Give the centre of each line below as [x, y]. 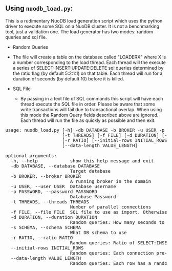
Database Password [93, 196]
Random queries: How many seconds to [117, 222]
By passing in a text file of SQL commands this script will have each [92, 98]
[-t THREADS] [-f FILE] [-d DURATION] [111, 135]
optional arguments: [31, 155]
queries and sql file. [26, 37]
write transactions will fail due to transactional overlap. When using [91, 109]
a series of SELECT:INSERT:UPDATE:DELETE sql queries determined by [88, 68]
